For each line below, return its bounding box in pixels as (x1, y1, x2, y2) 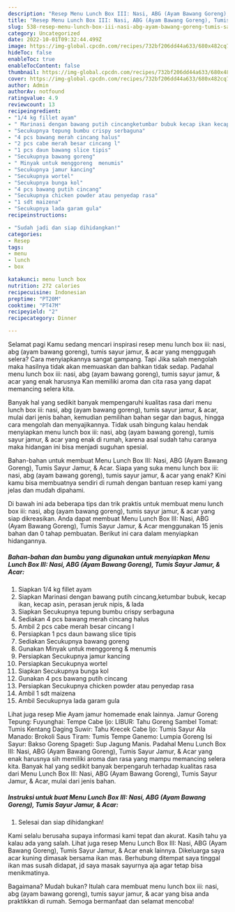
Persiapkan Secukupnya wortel (17, 659, 107, 667)
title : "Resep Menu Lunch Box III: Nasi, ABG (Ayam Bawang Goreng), (8, 17, 211, 24)
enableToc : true (8, 56, 55, 63)
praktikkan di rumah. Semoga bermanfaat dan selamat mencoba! (8, 897, 195, 905)
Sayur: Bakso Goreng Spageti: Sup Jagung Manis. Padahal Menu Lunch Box (8, 739, 226, 748)
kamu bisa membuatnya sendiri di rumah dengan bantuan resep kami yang (8, 479, 222, 486)
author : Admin (8, 82, 50, 89)
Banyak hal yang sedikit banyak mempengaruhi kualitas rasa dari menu (8, 398, 212, 406)
